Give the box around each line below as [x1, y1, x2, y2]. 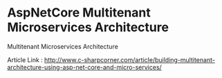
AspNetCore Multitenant [7, 5, 151, 21]
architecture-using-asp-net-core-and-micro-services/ [7, 63, 163, 71]
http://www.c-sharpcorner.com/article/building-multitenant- [44, 55, 216, 64]
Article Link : [7, 55, 43, 64]
